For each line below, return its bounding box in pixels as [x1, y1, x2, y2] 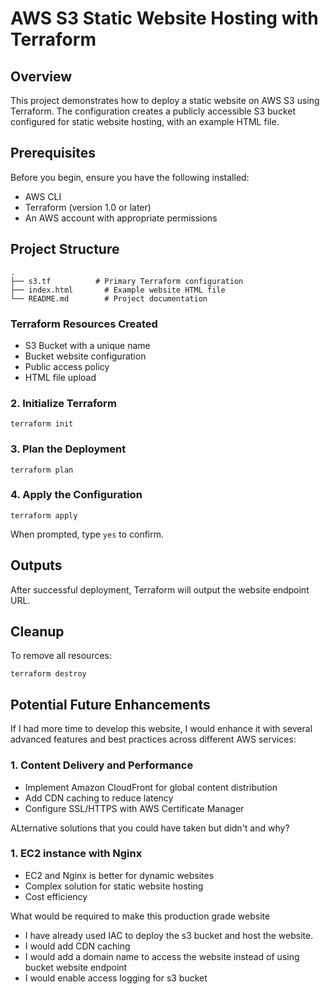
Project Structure [10, 241, 120, 258]
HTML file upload [24, 371, 97, 383]
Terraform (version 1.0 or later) [24, 201, 152, 213]
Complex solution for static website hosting [24, 880, 204, 892]
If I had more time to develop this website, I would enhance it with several [10, 723, 313, 735]
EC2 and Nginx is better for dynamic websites [24, 869, 215, 881]
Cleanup [10, 623, 65, 641]
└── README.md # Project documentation [10, 293, 208, 304]
